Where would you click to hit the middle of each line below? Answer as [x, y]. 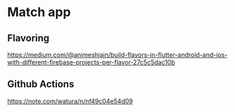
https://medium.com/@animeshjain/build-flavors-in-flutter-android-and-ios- [117, 55]
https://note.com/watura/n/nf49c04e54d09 [70, 101]
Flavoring [28, 38]
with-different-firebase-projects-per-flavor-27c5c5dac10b [91, 62]
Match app [39, 12]
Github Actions [41, 84]
